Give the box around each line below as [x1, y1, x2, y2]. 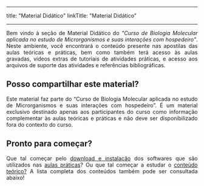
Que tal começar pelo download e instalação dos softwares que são [6, 154, 198, 162]
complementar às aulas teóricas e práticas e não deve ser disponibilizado [6, 115, 198, 122]
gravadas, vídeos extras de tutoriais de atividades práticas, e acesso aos [6, 55, 198, 62]
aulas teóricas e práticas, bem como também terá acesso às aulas [6, 49, 198, 56]
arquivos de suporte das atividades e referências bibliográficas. [6, 62, 166, 68]
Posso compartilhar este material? [6, 79, 140, 90]
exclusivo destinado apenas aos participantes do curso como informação [6, 108, 198, 115]
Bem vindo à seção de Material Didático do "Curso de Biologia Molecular [6, 30, 198, 36]
